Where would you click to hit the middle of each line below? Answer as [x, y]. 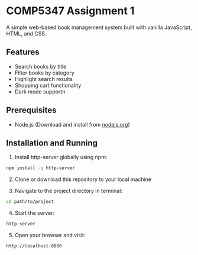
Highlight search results [43, 79]
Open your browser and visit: [50, 235]
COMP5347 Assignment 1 [70, 11]
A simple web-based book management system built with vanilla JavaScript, [99, 27]
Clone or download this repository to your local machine [83, 179]
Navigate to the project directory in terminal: [69, 191]
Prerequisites [31, 110]
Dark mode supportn [40, 91]
